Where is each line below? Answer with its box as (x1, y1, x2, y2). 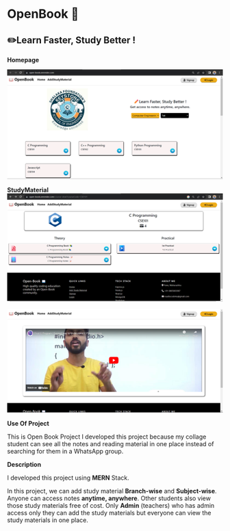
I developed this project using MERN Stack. (7, 474, 130, 482)
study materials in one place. (7, 516, 89, 524)
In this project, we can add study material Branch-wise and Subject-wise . (7, 487, 217, 495)
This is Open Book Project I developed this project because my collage (7, 432, 207, 441)
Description (7, 460, 42, 468)
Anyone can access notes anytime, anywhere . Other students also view (7, 494, 211, 502)
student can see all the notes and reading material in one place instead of (7, 439, 214, 448)
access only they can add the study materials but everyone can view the (7, 508, 212, 517)
